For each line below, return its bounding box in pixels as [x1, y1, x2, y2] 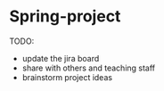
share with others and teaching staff [21, 62, 156, 73]
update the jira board [21, 53, 100, 63]
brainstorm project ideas [21, 71, 113, 82]
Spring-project [9, 6, 121, 27]
